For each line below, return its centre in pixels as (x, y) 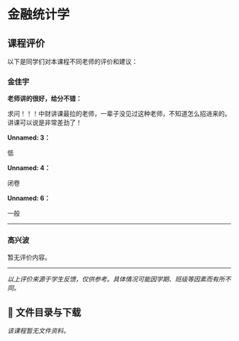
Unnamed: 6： (29, 198)
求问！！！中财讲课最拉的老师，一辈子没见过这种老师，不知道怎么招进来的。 (119, 114)
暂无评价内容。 (29, 257)
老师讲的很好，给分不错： (45, 99)
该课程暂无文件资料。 (38, 331)
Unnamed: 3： (29, 138)
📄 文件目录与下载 (44, 312)
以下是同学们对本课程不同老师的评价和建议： (73, 62)
